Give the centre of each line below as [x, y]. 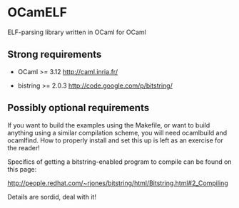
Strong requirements [55, 54]
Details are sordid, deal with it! [52, 197]
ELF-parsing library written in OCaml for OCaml [77, 32]
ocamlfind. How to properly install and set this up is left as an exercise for [115, 140]
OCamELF [37, 12]
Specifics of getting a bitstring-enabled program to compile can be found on [119, 162]
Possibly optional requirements [78, 108]
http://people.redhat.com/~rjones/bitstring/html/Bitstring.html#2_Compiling [118, 183]
